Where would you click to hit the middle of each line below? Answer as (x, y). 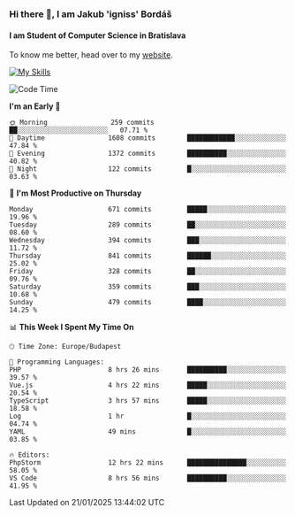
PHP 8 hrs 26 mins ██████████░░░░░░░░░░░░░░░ (148, 370)
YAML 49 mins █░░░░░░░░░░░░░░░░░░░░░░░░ (148, 432)
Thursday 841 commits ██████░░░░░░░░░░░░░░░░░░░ (148, 256)
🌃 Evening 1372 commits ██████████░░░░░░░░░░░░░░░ (148, 154)
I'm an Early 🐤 (35, 106)
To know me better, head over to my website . (91, 55)
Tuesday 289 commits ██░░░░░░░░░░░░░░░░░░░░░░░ (148, 225)
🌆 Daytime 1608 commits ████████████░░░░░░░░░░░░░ (148, 138)
